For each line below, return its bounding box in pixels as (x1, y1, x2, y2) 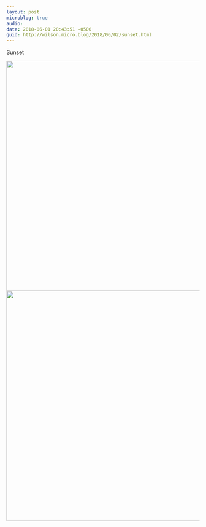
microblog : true (6, 15, 48, 21)
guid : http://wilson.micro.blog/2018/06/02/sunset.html (6, 32, 152, 38)
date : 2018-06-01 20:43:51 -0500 (6, 26, 92, 33)
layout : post (6, 9, 40, 15)
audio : (6, 20, 23, 26)
